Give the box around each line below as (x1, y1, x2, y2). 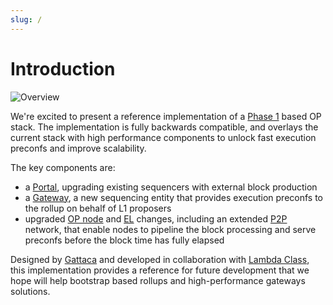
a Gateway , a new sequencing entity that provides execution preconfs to (24, 191, 324, 203)
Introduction (10, 57, 116, 80)
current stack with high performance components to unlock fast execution (10, 131, 317, 143)
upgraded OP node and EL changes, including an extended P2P (24, 212, 288, 225)
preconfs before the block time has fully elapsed (24, 234, 225, 246)
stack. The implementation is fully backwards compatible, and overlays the (10, 121, 319, 133)
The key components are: (10, 161, 116, 173)
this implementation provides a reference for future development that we (10, 264, 310, 276)
